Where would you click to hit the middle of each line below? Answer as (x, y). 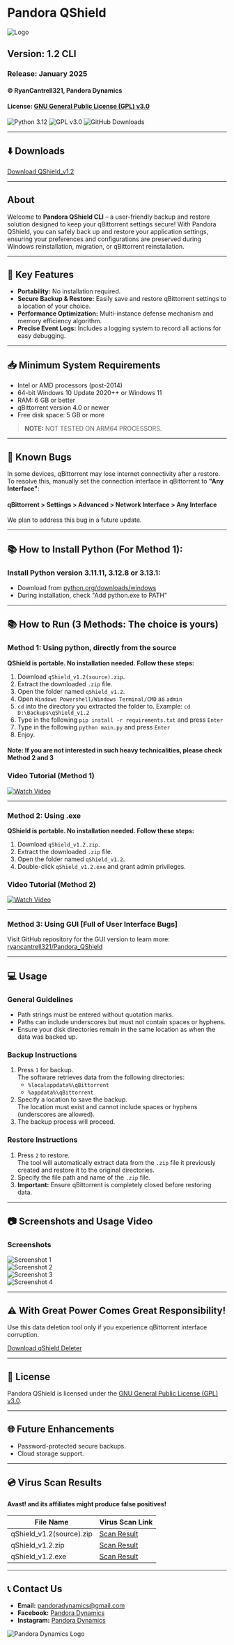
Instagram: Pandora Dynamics (61, 1621)
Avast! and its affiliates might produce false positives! (87, 1504)
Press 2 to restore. (44, 1155)
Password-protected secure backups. (72, 1446)
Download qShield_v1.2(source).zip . (71, 677)
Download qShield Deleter (45, 1348)
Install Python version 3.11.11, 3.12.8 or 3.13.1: (84, 573)
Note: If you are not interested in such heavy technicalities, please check (115, 750)
